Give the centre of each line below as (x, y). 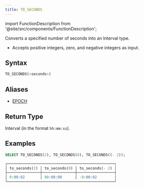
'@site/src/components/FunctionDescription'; (51, 29)
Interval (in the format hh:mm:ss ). (38, 128)
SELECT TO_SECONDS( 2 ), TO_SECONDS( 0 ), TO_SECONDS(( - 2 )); (65, 155)
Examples (20, 144)
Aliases (17, 89)
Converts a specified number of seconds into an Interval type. (67, 38)
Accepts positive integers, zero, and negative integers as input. (76, 47)
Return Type (24, 116)
